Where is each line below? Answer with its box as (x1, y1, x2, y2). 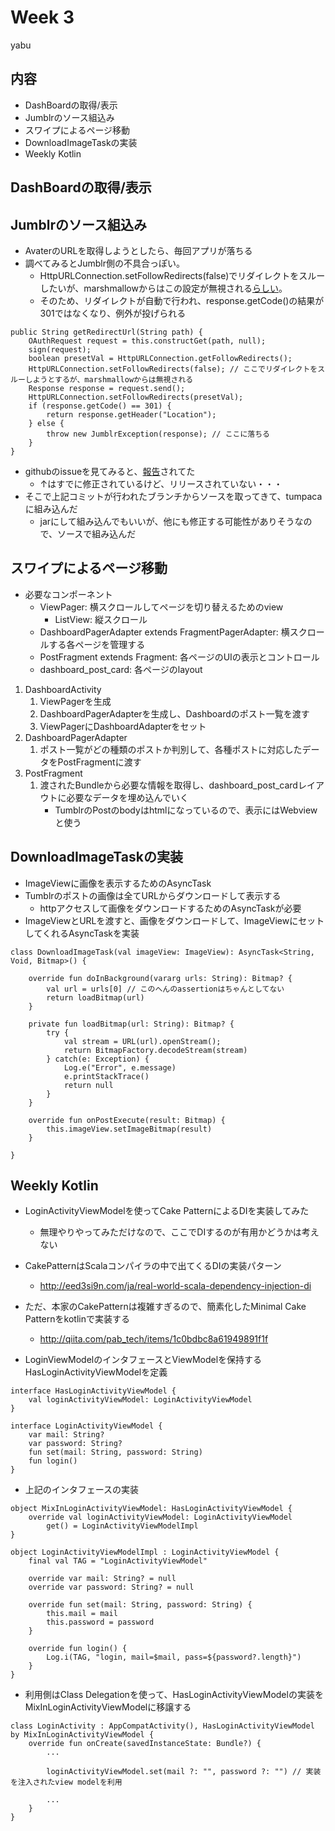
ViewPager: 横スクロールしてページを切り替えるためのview (39, 601, 284, 613)
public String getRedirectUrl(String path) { (10, 327, 203, 337)
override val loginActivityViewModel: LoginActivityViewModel (28, 1512, 293, 1523)
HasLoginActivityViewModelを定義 (24, 1366, 168, 1378)
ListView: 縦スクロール (54, 613, 148, 625)
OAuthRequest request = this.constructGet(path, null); (28, 336, 267, 346)
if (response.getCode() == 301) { (28, 401, 172, 411)
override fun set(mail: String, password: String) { (28, 1600, 253, 1610)
